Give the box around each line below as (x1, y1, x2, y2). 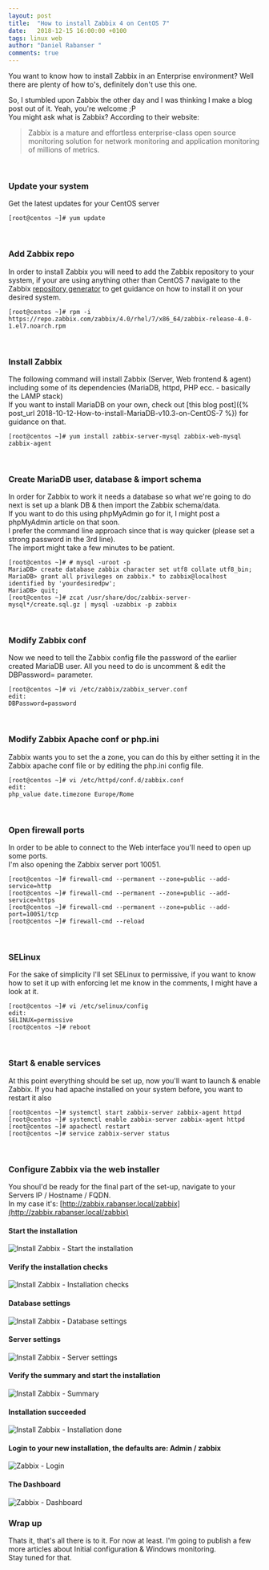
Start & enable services (8, 1058, 102, 1069)
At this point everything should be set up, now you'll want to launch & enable (8, 1075, 261, 1085)
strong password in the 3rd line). (8, 535, 116, 544)
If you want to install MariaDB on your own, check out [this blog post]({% (8, 399, 250, 410)
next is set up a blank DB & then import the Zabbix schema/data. (8, 500, 221, 510)
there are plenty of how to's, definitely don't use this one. (8, 80, 198, 89)
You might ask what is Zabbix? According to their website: (8, 112, 200, 121)
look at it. (8, 987, 39, 997)
